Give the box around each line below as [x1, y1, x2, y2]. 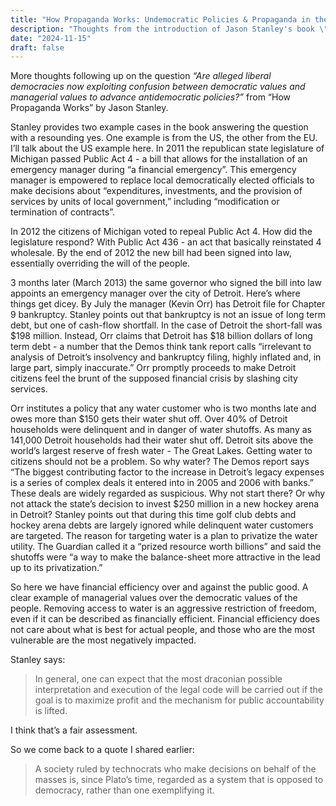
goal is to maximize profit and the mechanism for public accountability [34, 694, 325, 706]
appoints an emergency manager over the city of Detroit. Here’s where [10, 287, 301, 300]
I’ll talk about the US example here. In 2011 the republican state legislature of [10, 142, 325, 155]
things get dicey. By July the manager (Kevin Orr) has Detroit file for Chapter [10, 298, 326, 310]
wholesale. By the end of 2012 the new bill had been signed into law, [10, 247, 292, 259]
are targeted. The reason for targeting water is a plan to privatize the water [10, 530, 318, 542]
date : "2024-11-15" [10, 33, 92, 43]
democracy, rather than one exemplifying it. [34, 784, 215, 796]
